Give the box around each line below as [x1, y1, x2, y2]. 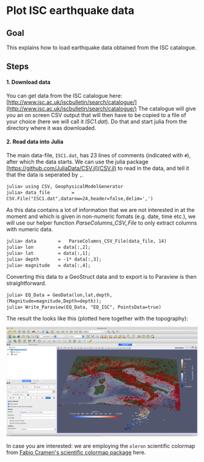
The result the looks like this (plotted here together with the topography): [6, 314, 188, 322]
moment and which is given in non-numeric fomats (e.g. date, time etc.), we [6, 212, 196, 220]
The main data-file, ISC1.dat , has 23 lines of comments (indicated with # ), [6, 151, 191, 158]
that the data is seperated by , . [6, 171, 84, 178]
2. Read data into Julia [6, 138, 64, 146]
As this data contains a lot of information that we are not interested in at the [6, 206, 195, 213]
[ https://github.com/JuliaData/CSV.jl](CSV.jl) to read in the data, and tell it [6, 165, 189, 172]
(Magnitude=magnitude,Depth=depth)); [6, 298, 102, 304]
